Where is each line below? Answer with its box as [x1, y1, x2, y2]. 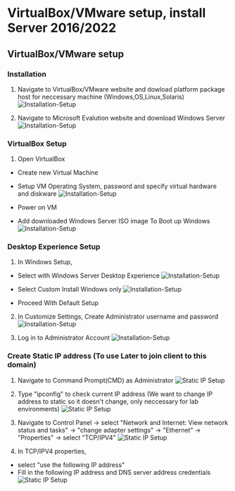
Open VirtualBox [17, 155, 65, 163]
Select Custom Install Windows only [17, 285, 122, 294]
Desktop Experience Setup [7, 242, 101, 251]
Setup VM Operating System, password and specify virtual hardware [17, 182, 217, 191]
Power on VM [17, 203, 58, 212]
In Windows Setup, [17, 258, 72, 266]
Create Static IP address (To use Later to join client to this [7, 351, 207, 361]
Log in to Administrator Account [17, 333, 110, 342]
